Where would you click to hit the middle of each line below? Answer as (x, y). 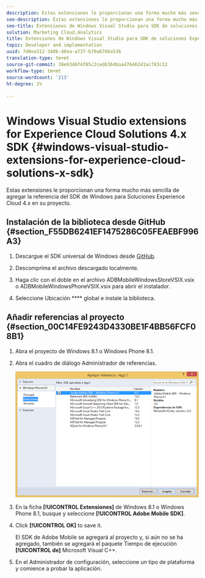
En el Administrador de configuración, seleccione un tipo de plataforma (105, 562)
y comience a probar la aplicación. (59, 569)
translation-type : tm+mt (38, 58)
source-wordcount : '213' (38, 77)
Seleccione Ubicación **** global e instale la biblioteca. (85, 298)
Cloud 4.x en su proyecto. (39, 203)
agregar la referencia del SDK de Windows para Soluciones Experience (95, 197)
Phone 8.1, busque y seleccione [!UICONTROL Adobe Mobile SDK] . (100, 514)
